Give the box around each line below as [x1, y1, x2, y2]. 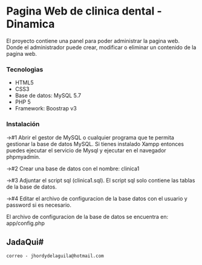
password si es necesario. [6, 201, 71, 209]
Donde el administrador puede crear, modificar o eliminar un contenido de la [6, 44, 197, 51]
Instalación [6, 120, 40, 129]
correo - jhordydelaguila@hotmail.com [6, 253, 104, 259]
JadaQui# [6, 236, 44, 247]
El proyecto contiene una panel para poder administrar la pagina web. [6, 37, 180, 44]
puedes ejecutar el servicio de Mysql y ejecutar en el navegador [6, 147, 166, 154]
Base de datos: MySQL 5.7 [15, 92, 82, 99]
